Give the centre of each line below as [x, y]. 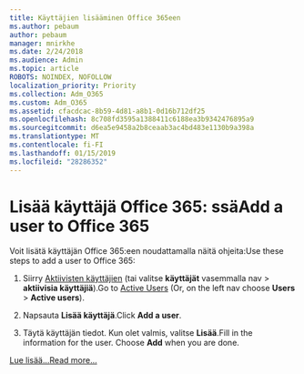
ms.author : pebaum [44, 26]
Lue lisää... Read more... [53, 360]
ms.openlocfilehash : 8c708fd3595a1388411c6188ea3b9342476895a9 [132, 119]
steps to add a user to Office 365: [72, 261]
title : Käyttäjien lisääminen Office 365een [95, 18]
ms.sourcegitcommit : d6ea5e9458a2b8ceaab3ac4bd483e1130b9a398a [132, 128]
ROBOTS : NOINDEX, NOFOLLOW [61, 77]
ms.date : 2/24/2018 [46, 52]
